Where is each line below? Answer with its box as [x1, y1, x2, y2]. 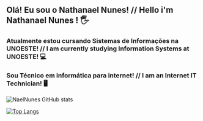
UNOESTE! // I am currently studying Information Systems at [6, 44, 190, 53]
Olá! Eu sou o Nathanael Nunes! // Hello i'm [6, 5, 174, 15]
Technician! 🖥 [6, 79, 48, 88]
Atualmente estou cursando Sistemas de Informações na [6, 37, 179, 45]
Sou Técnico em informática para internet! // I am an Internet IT [6, 71, 197, 80]
